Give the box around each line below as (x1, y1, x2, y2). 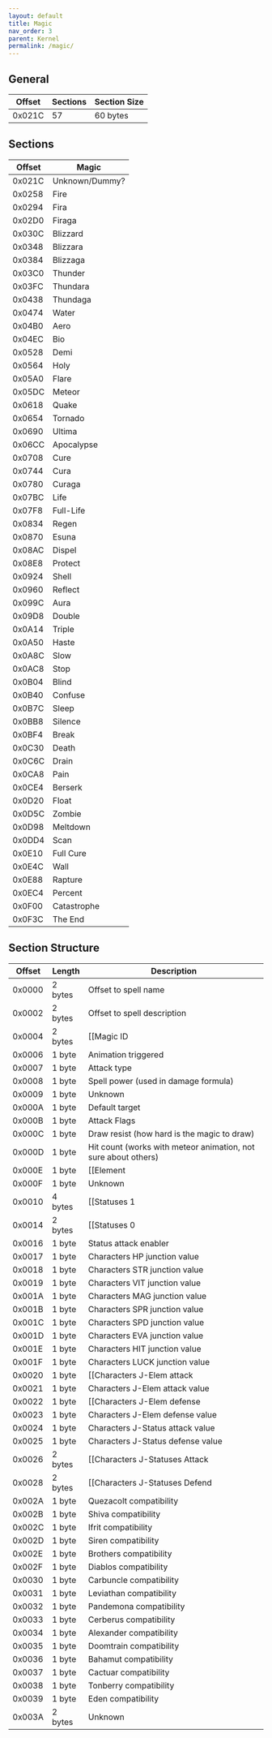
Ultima (52, 425, 78, 437)
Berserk (52, 781, 83, 793)
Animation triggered (87, 1048, 164, 1060)
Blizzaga (52, 254, 85, 265)
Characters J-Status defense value (87, 1435, 223, 1447)
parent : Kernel (8, 34, 60, 43)
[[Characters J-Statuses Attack (87, 1453, 209, 1465)
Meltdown (52, 821, 91, 832)
